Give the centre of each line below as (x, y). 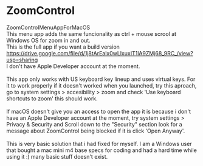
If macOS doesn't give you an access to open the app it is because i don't (99, 111)
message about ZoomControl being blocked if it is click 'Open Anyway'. (96, 131)
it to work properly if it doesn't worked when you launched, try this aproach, (101, 85)
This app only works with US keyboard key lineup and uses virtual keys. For (101, 79)
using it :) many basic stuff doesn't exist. (57, 156)
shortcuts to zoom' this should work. (52, 99)
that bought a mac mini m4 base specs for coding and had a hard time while (102, 150)
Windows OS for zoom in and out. (48, 40)
